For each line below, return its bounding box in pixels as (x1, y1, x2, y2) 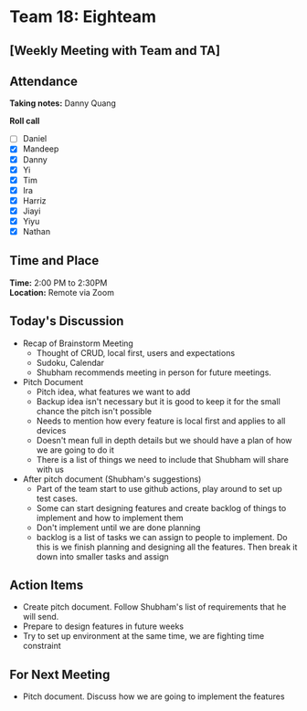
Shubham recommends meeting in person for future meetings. (36, 367, 272, 378)
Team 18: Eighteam (9, 6, 157, 27)
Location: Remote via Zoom (9, 287, 114, 298)
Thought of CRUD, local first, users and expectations (36, 347, 236, 358)
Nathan (22, 225, 51, 236)
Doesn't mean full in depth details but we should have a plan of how (36, 434, 292, 445)
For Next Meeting (9, 666, 111, 682)
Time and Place (9, 253, 100, 268)
